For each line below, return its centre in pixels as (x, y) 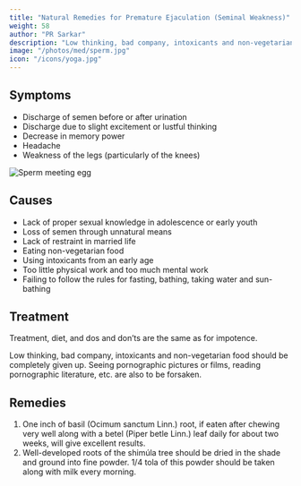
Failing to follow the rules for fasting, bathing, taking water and (138, 279)
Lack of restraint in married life (79, 241)
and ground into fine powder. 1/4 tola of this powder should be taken (148, 463)
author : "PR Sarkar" (48, 34)
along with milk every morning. (79, 472)
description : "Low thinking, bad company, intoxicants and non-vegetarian (152, 43)
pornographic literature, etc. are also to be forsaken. (106, 375)
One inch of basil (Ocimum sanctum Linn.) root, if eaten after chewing (151, 424)
